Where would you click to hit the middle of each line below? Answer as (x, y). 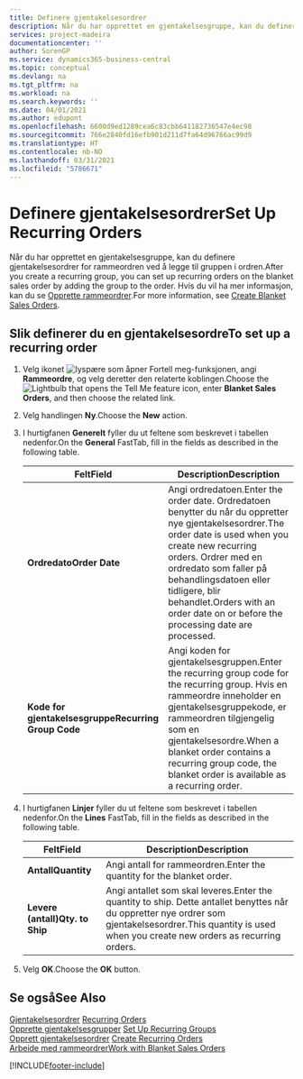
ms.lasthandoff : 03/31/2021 (62, 160)
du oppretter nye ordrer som (165, 913)
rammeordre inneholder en (225, 696)
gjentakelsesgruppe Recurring (93, 718)
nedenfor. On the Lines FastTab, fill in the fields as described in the (146, 818)
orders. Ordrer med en (216, 557)
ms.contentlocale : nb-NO (56, 151)
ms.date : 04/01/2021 (48, 110)
